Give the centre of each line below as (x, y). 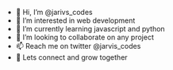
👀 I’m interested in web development (75, 20)
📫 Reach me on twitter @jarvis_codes (78, 46)
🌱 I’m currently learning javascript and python (90, 29)
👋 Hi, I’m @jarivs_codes (54, 12)
